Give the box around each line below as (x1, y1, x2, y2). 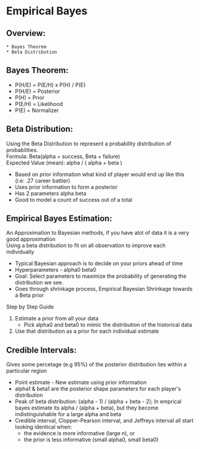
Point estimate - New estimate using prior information (14, 379, 147, 386)
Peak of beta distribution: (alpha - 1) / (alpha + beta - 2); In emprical (14, 398, 182, 405)
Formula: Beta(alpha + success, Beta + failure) (6, 153, 121, 160)
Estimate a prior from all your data (14, 315, 99, 322)
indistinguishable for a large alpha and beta (14, 411, 121, 418)
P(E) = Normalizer (14, 107, 59, 114)
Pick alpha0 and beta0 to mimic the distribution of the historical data (23, 321, 192, 329)
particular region (6, 367, 47, 375)
